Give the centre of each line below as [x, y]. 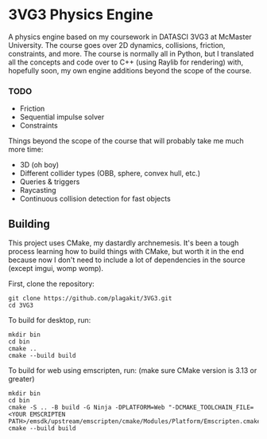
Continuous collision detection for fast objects [95, 199]
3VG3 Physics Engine [81, 15]
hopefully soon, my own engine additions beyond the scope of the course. [130, 70]
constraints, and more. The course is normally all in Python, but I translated [131, 53]
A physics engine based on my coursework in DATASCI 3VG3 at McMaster [130, 37]
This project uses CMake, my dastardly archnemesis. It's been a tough [124, 243]
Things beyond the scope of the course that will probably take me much [126, 141]
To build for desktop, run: [50, 320]
